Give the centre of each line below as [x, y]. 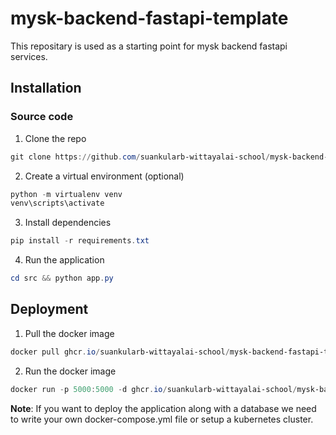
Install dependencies [68, 223]
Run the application [64, 260]
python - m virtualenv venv [66, 194]
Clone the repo [55, 138]
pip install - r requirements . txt [80, 241]
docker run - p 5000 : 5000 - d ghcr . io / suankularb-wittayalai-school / [154, 389]
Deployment [49, 309]
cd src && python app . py [62, 278]
